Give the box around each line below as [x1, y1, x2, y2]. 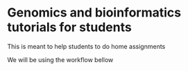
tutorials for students [7, 19, 132, 35]
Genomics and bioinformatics [7, 5, 182, 21]
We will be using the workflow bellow [7, 55, 114, 63]
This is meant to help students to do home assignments [7, 42, 166, 50]
